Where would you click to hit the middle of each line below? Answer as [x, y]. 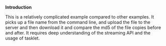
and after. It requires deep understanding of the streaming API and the [78, 33]
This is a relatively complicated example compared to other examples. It [80, 17]
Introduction [18, 7]
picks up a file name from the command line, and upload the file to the [78, 22]
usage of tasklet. [23, 38]
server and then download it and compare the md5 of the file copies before [83, 27]
